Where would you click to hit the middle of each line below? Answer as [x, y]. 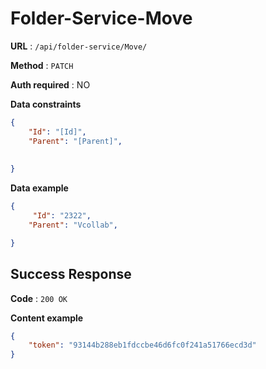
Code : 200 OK [39, 298]
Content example [47, 318]
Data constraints [46, 104]
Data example [39, 188]
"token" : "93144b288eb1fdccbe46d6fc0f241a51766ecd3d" [142, 345]
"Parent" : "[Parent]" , [75, 141]
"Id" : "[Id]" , [57, 132]
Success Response [71, 274]
